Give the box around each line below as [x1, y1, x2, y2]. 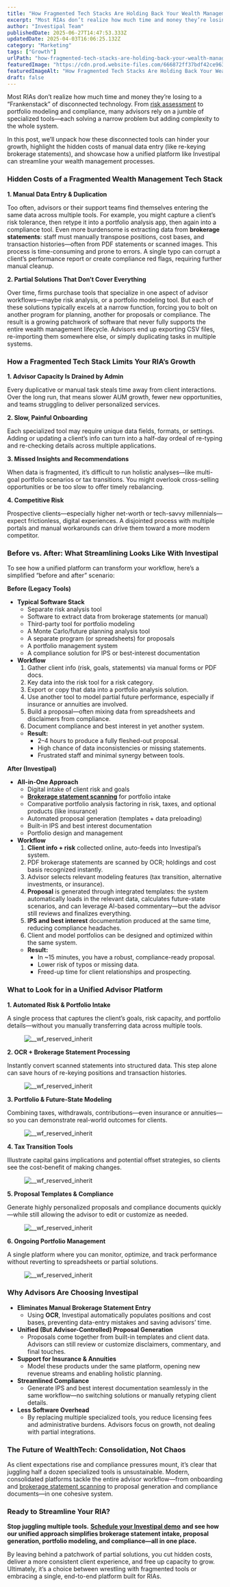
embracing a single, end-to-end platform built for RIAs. [7, 1572, 162, 1581]
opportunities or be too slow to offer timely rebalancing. [7, 482, 164, 491]
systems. [7, 340, 33, 348]
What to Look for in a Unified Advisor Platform [7, 985, 163, 995]
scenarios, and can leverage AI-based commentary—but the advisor [27, 902, 221, 911]
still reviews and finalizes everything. [27, 909, 132, 918]
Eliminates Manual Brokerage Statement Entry [16, 1303, 151, 1311]
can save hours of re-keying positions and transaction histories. [7, 1068, 187, 1076]
